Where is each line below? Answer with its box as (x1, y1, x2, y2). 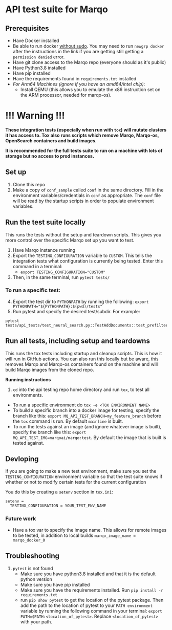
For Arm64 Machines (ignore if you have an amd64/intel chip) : (12, 81, 145, 87)
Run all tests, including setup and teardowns (5, 337, 150, 345)
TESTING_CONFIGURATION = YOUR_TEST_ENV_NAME (10, 503, 106, 509)
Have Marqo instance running (12, 247, 76, 253)
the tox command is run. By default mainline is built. (12, 418, 123, 424)
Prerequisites (5, 24, 49, 33)
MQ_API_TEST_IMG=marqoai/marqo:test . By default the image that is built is (12, 434, 166, 441)
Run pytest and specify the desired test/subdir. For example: (12, 308, 140, 314)
